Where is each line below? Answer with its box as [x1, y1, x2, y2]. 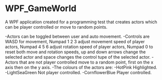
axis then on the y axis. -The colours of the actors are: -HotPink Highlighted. [5, 64, 158, 70]
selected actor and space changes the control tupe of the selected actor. [5, 54, 151, 60]
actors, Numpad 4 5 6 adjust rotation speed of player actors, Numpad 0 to [5, 44, 153, 49]
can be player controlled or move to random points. [5, 24, 108, 30]
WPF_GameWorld [5, 3, 77, 14]
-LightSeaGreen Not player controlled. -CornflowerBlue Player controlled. [5, 69, 152, 75]
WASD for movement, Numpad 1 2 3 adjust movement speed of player [5, 38, 145, 44]
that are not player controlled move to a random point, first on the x [19, 59, 154, 65]
